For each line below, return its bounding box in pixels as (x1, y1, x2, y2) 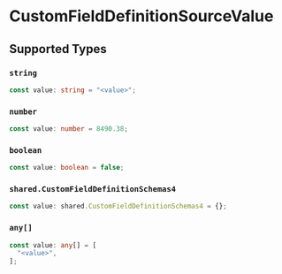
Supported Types (9, 42, 108, 57)
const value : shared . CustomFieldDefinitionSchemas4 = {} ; (9, 202, 227, 211)
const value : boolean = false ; (9, 164, 125, 172)
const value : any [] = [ (9, 240, 97, 249)
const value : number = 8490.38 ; (9, 125, 128, 133)
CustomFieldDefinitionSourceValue (9, 6, 274, 27)
